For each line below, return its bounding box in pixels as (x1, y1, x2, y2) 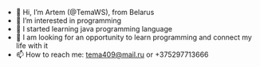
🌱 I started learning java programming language (15, 24, 173, 33)
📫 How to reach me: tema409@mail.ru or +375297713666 (15, 50, 209, 59)
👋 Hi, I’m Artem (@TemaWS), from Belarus (15, 8, 155, 17)
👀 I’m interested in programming (15, 16, 122, 25)
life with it (15, 41, 49, 50)
